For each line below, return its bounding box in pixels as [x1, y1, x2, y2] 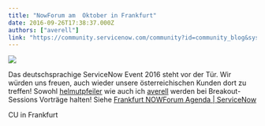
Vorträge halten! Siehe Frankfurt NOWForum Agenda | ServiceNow [39, 95, 257, 105]
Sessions [8, 95, 38, 105]
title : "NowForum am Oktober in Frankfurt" [8, 11, 157, 20]
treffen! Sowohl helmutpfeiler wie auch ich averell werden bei [8, 87, 207, 96]
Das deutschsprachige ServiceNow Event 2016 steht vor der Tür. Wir [8, 70, 231, 80]
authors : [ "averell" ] [8, 26, 80, 34]
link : [8, 33, 26, 42]
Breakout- [208, 87, 241, 96]
